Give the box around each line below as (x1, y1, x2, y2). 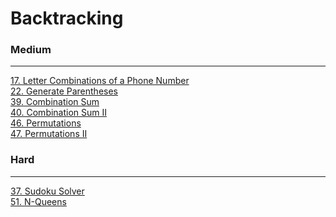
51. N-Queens (10, 195, 67, 207)
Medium (10, 43, 52, 57)
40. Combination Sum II (10, 107, 108, 119)
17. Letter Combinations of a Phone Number (10, 75, 190, 87)
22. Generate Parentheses (10, 85, 118, 97)
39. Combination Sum (10, 96, 100, 108)
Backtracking (10, 7, 124, 30)
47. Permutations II (10, 128, 88, 140)
